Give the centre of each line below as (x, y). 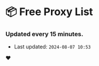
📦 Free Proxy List (49, 12)
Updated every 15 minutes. (45, 34)
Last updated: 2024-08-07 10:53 (52, 47)
